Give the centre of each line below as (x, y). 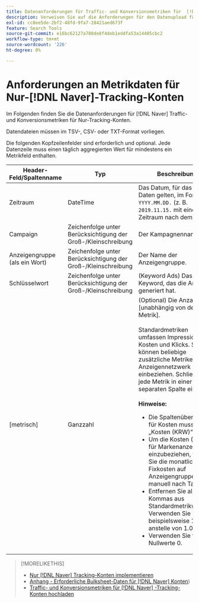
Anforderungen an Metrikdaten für (93, 84)
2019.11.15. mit (160, 210)
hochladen (61, 594)
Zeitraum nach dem (166, 217)
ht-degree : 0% (24, 50)
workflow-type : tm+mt (33, 39)
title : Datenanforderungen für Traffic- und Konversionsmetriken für (94, 12)
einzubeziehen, (170, 454)
